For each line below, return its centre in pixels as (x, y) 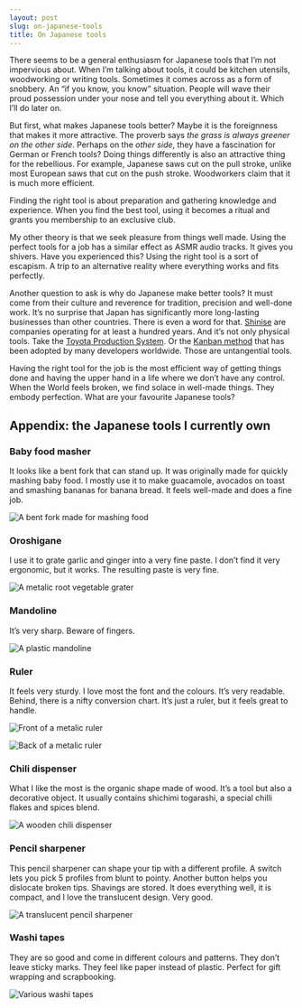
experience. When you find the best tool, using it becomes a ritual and (140, 210)
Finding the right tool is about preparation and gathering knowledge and (143, 201)
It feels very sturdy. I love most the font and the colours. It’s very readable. (147, 691)
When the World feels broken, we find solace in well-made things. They (142, 387)
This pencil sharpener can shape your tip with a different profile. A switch (146, 868)
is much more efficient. (52, 183)
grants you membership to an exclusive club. (92, 220)
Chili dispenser (43, 769)
